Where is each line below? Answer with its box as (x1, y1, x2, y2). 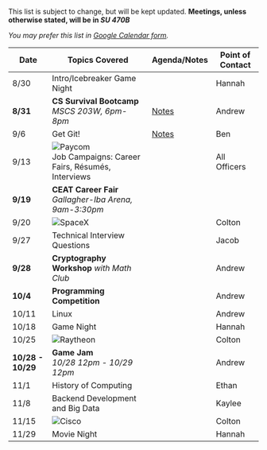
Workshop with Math (51, 262, 132, 273)
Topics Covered (67, 55, 129, 65)
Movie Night (51, 429, 98, 440)
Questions (51, 240, 90, 250)
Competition (51, 296, 100, 306)
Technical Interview (51, 230, 126, 241)
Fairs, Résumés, (51, 161, 111, 172)
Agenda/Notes (151, 55, 208, 65)
